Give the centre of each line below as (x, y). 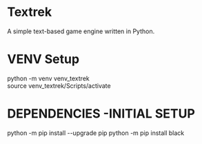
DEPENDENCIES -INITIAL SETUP (101, 114)
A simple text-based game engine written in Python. (81, 31)
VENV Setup (43, 59)
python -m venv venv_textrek (48, 78)
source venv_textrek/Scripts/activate (59, 85)
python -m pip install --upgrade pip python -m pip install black (96, 133)
